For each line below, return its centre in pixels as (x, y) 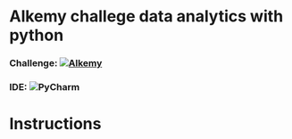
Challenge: (33, 63)
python (37, 35)
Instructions (55, 124)
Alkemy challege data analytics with (146, 16)
